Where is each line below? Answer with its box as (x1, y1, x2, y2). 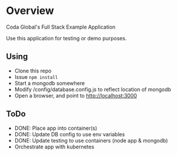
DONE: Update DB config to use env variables (14, 130, 125, 138)
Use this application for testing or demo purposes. (6, 34, 127, 41)
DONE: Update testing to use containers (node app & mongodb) (14, 137, 168, 144)
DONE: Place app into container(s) (14, 124, 98, 131)
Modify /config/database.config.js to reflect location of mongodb (14, 86, 171, 93)
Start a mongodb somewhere (14, 79, 85, 86)
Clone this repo (14, 67, 51, 74)
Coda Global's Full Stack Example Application (6, 23, 116, 30)
